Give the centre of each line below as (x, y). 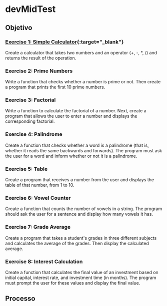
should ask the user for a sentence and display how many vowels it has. (79, 214)
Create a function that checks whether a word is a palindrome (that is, (77, 145)
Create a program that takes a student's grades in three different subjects (81, 238)
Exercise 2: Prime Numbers (39, 71)
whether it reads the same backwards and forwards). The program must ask (84, 150)
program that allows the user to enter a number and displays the (71, 116)
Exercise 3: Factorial (30, 100)
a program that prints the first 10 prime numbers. (55, 87)
